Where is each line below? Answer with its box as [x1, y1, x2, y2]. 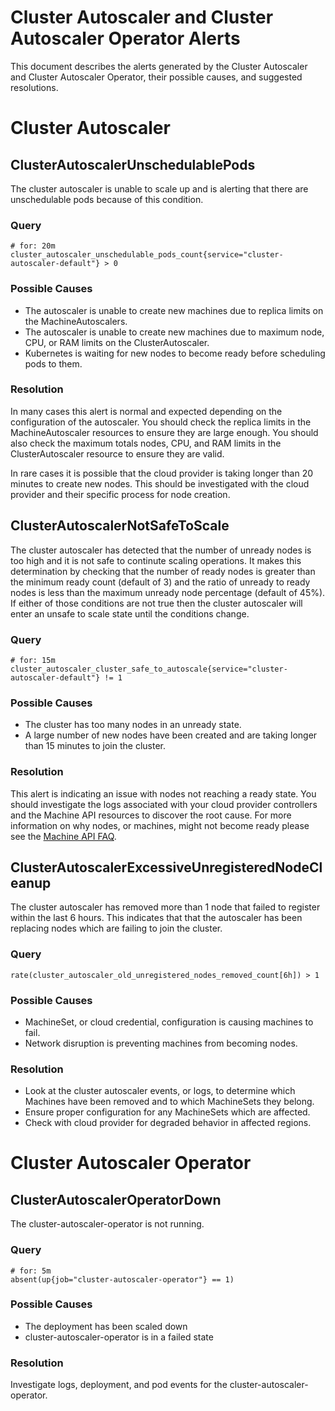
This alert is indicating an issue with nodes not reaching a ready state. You [10, 787, 317, 800]
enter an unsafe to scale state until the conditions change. [10, 607, 250, 620]
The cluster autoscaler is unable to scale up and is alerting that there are [10, 182, 309, 195]
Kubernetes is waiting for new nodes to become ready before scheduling [24, 347, 326, 359]
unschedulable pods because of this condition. [10, 193, 204, 205]
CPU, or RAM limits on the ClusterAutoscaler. [24, 336, 210, 348]
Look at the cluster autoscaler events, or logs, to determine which [24, 1085, 296, 1097]
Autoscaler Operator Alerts [10, 27, 241, 50]
